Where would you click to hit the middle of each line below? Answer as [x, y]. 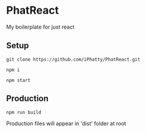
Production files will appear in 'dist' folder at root [66, 123]
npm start [19, 80]
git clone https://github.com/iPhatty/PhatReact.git [73, 59]
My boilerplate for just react [40, 27]
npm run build [24, 112]
